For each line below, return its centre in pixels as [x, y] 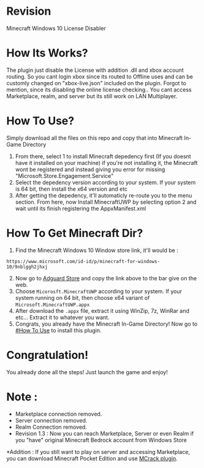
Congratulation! [47, 355]
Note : [22, 397]
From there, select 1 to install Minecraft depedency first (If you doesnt [103, 156]
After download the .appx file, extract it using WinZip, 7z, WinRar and [102, 310]
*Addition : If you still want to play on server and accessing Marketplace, [98, 451]
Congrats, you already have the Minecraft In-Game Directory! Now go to [106, 324]
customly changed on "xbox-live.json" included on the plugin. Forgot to [96, 83]
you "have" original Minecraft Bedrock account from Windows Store [101, 440]
